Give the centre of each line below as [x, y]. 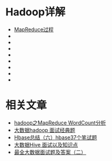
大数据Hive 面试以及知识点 [46, 145]
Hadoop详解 [35, 12]
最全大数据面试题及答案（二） [50, 152]
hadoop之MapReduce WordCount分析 [60, 123]
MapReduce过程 [34, 29]
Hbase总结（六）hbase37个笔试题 [55, 137]
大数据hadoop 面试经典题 [45, 130]
